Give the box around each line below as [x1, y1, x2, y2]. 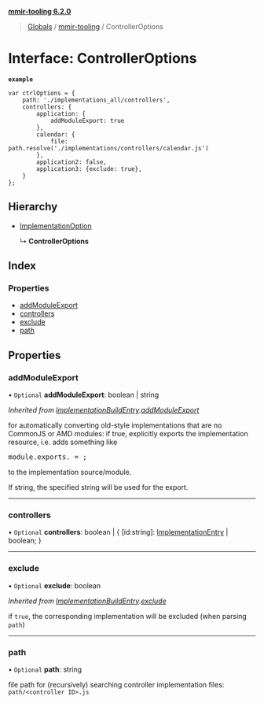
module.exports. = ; [8, 453, 88, 461]
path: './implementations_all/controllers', [22, 96, 170, 104]
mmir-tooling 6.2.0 [8, 7, 71, 16]
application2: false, [36, 157, 108, 166]
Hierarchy [8, 200, 58, 213]
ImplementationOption [19, 220, 92, 231]
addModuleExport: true [49, 117, 125, 124]
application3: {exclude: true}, [36, 165, 143, 172]
